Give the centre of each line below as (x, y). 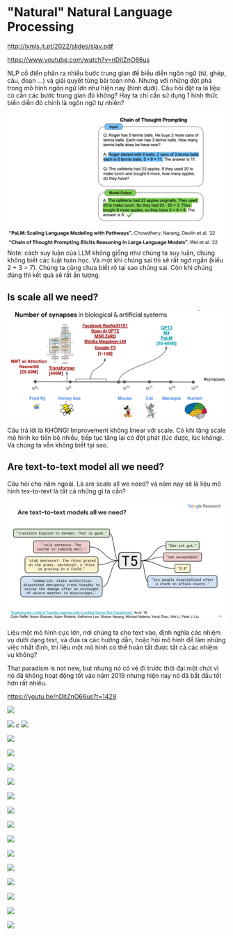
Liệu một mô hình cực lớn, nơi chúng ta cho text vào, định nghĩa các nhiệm (114, 633)
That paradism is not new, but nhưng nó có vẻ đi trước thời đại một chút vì (113, 668)
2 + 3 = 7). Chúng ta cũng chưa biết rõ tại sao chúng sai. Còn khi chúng (110, 268)
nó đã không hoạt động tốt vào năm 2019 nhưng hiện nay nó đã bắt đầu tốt (114, 676)
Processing (41, 27)
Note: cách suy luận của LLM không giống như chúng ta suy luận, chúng (111, 253)
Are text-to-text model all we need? (86, 467)
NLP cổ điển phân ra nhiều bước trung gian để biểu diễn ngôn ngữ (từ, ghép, (117, 73)
